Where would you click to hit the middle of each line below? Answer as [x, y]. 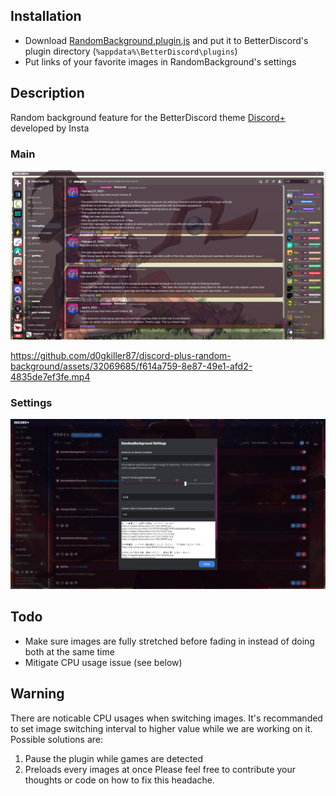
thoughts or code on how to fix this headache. [119, 780]
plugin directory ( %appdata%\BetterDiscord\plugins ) [131, 51]
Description [47, 93]
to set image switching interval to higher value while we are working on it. [161, 728]
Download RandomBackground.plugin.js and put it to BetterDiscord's [166, 40]
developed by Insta [50, 128]
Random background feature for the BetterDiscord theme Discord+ [148, 117]
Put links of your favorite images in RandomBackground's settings [160, 61]
